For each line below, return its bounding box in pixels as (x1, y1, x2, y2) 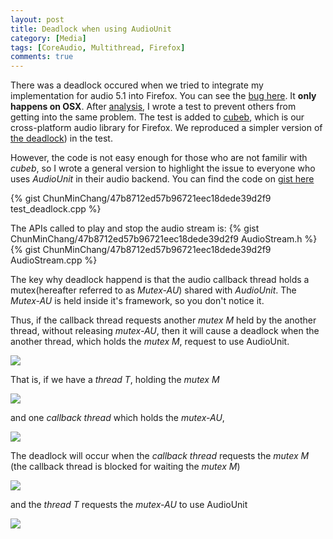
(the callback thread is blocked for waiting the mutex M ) (10, 461, 241, 473)
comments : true (10, 52, 74, 62)
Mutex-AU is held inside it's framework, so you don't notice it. (10, 295, 265, 307)
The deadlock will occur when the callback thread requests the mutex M (10, 450, 310, 462)
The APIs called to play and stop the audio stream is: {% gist (10, 222, 260, 235)
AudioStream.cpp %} (10, 254, 98, 266)
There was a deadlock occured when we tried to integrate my (10, 79, 264, 91)
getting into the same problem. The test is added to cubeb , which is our (10, 111, 305, 123)
